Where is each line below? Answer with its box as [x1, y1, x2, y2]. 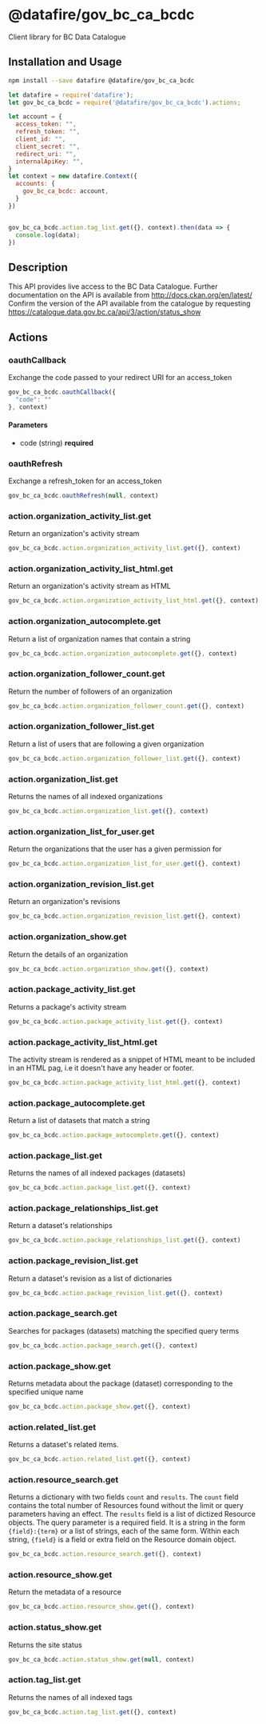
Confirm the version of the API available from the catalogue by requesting [8, 298, 251, 309]
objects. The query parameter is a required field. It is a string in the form [8, 1518, 246, 1527]
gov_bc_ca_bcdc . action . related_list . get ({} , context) [8, 1455, 192, 1463]
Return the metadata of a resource [8, 1587, 122, 1597]
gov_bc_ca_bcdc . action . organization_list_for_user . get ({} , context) [8, 860, 241, 868]
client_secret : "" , [15, 142, 81, 150]
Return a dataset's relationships [8, 1221, 113, 1230]
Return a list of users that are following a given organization [8, 738, 204, 749]
